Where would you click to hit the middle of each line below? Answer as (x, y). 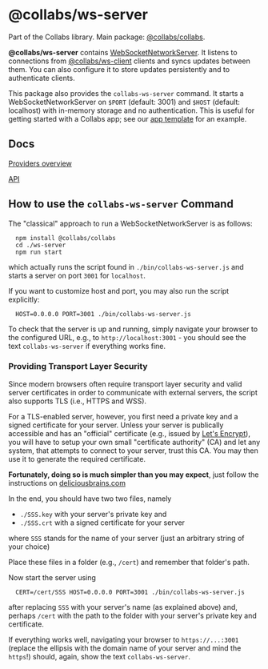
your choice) (29, 547)
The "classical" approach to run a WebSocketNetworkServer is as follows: (131, 223)
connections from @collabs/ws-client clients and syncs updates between (129, 61)
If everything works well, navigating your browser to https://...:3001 (124, 639)
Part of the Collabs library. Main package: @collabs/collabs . (107, 37)
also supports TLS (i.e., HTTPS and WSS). (77, 401)
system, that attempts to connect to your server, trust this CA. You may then (133, 451)
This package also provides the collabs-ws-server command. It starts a (126, 93)
